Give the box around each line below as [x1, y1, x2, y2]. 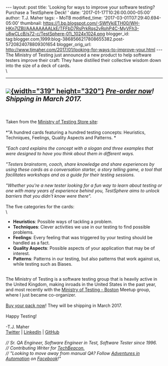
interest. [12, 250, 30, 256]
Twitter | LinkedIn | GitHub [5, 329, 59, 335]
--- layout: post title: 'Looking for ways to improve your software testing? [5, 4, 155, 10]
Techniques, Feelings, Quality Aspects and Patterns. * [5, 134, 117, 140]
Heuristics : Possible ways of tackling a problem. [12, 218, 113, 224]
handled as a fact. [12, 240, 50, 246]
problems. [12, 229, 34, 235]
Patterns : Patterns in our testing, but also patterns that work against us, [12, 256, 161, 262]
